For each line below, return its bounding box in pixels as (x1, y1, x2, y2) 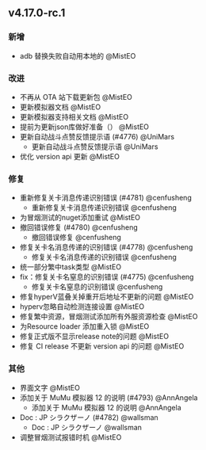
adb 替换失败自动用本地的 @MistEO (19, 51, 136, 60)
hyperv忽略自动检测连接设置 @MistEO (19, 302, 145, 311)
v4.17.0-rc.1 (8, 6, 66, 20)
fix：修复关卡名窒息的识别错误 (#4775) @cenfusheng (19, 273, 194, 282)
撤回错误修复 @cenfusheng (31, 233, 121, 242)
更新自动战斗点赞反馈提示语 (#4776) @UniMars (19, 132, 175, 141)
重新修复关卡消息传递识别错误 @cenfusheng (31, 203, 177, 212)
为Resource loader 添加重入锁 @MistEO (19, 322, 150, 331)
